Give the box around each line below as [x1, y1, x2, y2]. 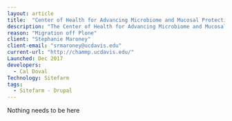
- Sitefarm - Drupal [13, 87, 72, 94]
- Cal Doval [13, 68, 48, 75]
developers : [7, 62, 41, 68]
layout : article [7, 10, 54, 17]
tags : [7, 81, 23, 88]
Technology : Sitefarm [7, 74, 70, 82]
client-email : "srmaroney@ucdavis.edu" [7, 42, 122, 49]
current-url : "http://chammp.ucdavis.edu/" [7, 49, 135, 56]
